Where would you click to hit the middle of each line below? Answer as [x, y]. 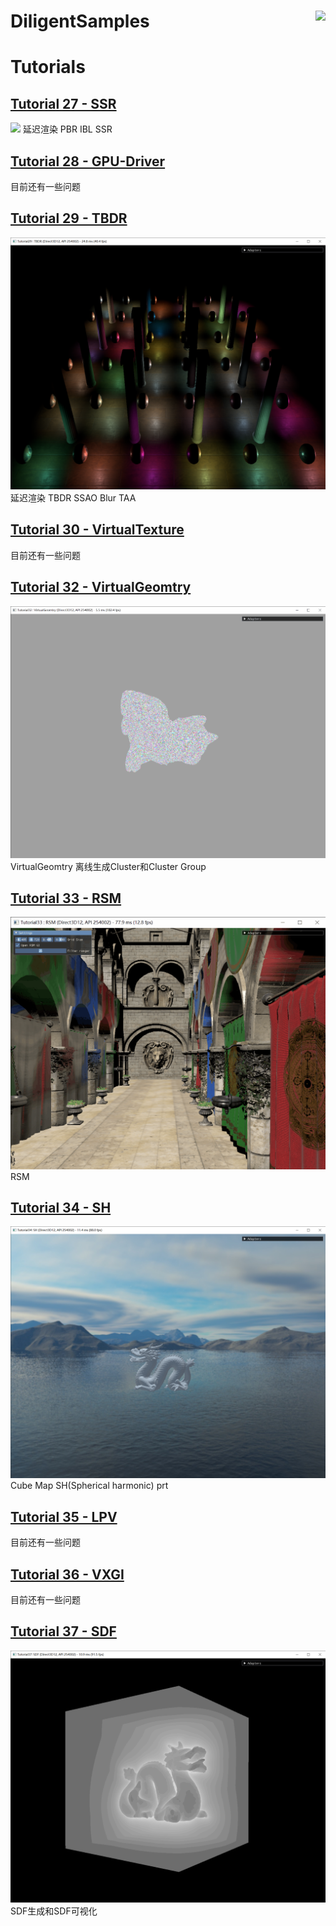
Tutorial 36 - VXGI [67, 1574]
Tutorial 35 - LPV [64, 1516]
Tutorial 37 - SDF [63, 1631]
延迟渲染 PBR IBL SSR [67, 129]
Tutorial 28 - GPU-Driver [88, 161]
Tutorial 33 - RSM [66, 898]
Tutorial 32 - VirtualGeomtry [101, 587]
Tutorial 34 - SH [61, 1207]
